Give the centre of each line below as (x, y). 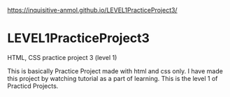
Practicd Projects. (33, 86)
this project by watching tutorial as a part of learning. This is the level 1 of (113, 78)
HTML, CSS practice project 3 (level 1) (62, 57)
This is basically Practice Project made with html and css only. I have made (115, 71)
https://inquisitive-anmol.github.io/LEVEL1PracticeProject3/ (92, 10)
